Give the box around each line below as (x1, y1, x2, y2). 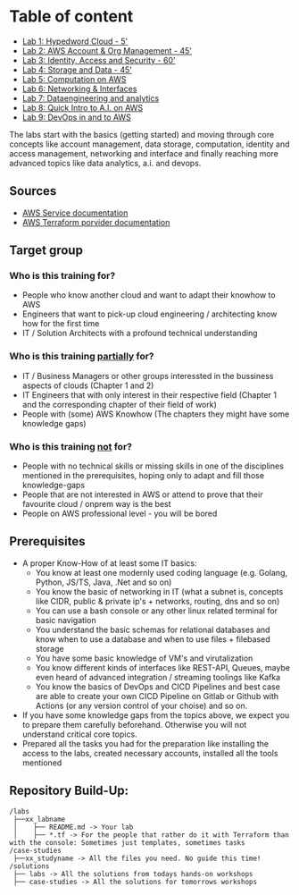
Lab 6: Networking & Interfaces (21, 83, 137, 94)
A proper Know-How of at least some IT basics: (21, 557, 198, 569)
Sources (9, 183, 57, 198)
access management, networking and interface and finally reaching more (9, 148, 279, 158)
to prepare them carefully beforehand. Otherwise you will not (21, 719, 247, 730)
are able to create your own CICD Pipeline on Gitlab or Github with (35, 690, 279, 701)
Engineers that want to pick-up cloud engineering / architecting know (21, 308, 278, 319)
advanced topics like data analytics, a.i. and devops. (9, 157, 202, 168)
